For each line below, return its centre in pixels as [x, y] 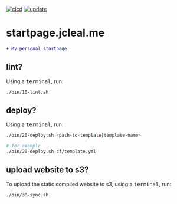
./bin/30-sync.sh [27, 195]
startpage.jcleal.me [55, 33]
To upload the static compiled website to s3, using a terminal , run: [89, 184]
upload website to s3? [47, 170]
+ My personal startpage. [38, 48]
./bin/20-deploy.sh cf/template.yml [51, 152]
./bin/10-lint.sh [27, 92]
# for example [24, 146]
